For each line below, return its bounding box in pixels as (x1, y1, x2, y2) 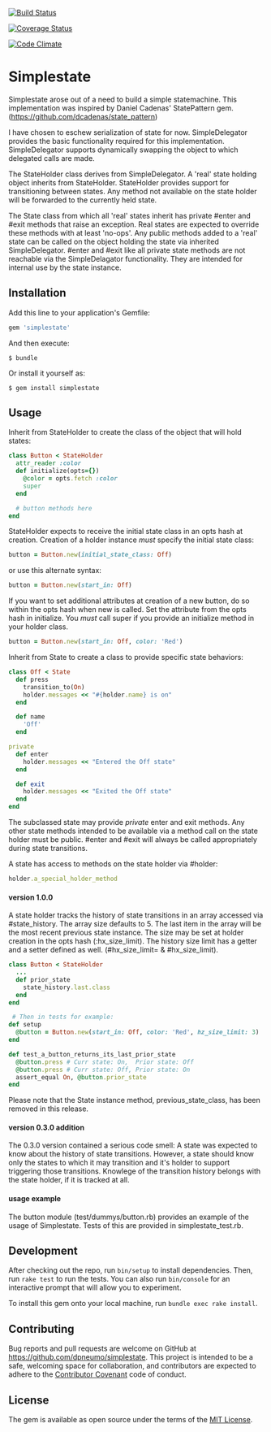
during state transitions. (8, 844, 88, 853)
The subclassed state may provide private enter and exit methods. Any (8, 818, 245, 827)
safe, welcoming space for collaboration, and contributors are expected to (8, 1361, 257, 1371)
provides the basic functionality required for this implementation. (8, 136, 225, 145)
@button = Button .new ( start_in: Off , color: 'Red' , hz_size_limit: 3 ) (15, 1028, 260, 1036)
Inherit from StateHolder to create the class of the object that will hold (8, 427, 242, 437)
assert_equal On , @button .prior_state (15, 1073, 148, 1081)
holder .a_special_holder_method (8, 874, 118, 883)
